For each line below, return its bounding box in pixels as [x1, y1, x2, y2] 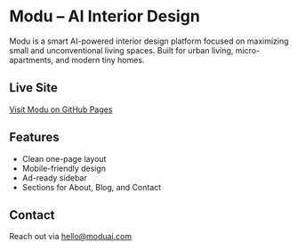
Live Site [9, 80, 58, 95]
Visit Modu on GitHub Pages [9, 104, 113, 115]
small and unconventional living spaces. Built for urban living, [9, 44, 234, 55]
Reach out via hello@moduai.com [9, 231, 133, 242]
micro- [235, 44, 261, 55]
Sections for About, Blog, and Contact [21, 181, 162, 192]
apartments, [9, 54, 54, 65]
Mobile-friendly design [21, 163, 107, 173]
